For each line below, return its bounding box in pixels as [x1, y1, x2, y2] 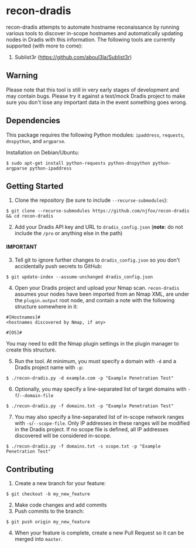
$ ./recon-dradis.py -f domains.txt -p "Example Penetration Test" [6, 403, 174, 409]
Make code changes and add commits [14, 502, 107, 509]
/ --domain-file [17, 391, 54, 398]
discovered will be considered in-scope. [14, 432, 112, 439]
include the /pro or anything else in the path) [14, 230, 123, 237]
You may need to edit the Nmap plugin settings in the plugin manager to [6, 340, 180, 347]
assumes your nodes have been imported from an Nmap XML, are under [14, 290, 190, 297]
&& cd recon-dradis [6, 213, 54, 219]
